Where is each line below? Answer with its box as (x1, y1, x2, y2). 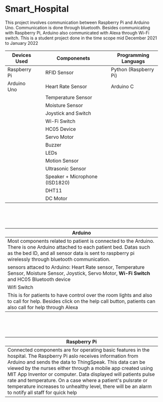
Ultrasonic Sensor (45, 165, 86, 172)
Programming (117, 52, 149, 58)
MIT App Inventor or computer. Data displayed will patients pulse (7, 371, 155, 378)
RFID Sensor (45, 69, 74, 76)
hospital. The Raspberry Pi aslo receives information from (7, 352, 138, 359)
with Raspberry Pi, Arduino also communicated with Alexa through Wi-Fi (5, 30, 149, 36)
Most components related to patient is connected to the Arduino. (7, 238, 154, 244)
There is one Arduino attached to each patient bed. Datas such (7, 243, 150, 250)
